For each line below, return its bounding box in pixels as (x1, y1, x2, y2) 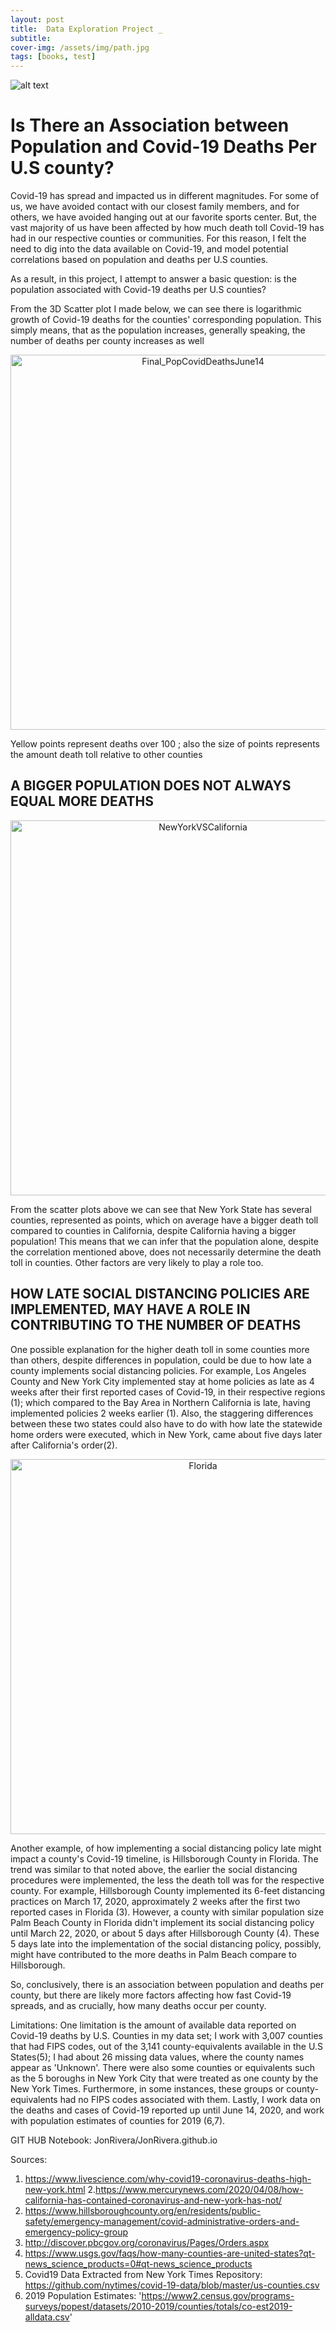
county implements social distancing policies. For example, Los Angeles (10, 1364, 307, 1376)
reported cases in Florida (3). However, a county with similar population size (10, 1906, 325, 1918)
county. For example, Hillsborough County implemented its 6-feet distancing (10, 1884, 326, 1896)
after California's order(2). (10, 1439, 118, 1451)
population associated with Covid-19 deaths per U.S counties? (10, 284, 267, 296)
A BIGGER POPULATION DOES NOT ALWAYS (10, 777, 292, 795)
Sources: (10, 2153, 48, 2165)
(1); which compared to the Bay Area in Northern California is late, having (10, 1396, 311, 1408)
